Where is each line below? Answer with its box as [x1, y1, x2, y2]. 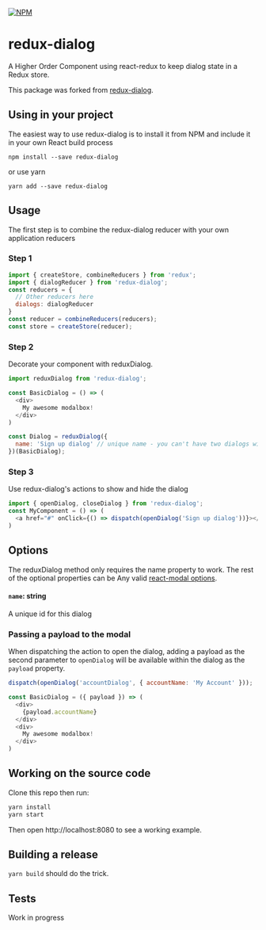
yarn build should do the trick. [8, 869, 109, 878]
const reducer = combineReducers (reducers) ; [8, 316, 158, 323]
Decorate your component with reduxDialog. [8, 359, 153, 369]
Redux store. [8, 70, 50, 79]
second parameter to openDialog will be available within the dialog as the [8, 655, 245, 665]
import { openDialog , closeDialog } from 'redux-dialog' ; [8, 499, 203, 507]
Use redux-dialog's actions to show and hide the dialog [8, 484, 188, 494]
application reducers [8, 233, 76, 243]
